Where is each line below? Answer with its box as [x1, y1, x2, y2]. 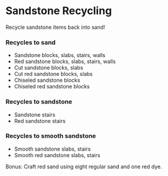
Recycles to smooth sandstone [5, 132, 96, 140]
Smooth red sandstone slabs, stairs [14, 151, 101, 158]
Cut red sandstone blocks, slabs [14, 71, 93, 78]
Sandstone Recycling [5, 4, 112, 18]
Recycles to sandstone [5, 98, 72, 106]
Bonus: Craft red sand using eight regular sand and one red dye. [5, 163, 162, 170]
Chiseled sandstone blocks [14, 77, 80, 84]
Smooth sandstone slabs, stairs [14, 145, 91, 152]
